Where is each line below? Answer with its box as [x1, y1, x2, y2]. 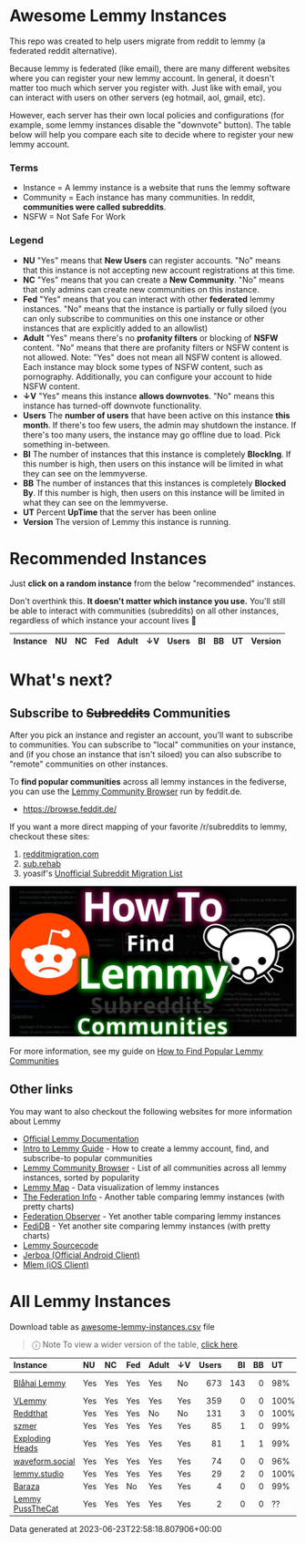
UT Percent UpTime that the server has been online [22, 507, 217, 518]
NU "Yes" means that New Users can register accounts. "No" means [22, 254, 280, 265]
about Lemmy [9, 1116, 61, 1126]
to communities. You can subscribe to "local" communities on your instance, [9, 739, 296, 750]
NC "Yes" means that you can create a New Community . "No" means [22, 274, 285, 285]
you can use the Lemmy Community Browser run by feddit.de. [9, 786, 243, 797]
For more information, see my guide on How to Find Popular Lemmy [9, 1045, 264, 1056]
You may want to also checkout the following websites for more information [9, 1106, 293, 1116]
